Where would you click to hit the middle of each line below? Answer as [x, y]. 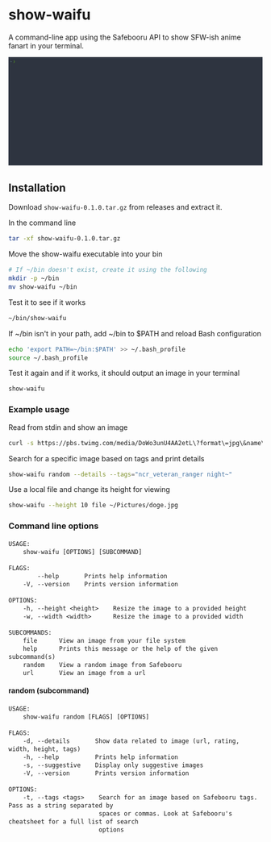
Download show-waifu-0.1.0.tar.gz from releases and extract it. [115, 207]
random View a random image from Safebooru [102, 665]
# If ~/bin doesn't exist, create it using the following [108, 270]
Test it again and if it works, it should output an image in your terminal [124, 373]
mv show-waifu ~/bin [43, 287]
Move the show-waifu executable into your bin [85, 254]
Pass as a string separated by [61, 805]
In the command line [42, 223]
